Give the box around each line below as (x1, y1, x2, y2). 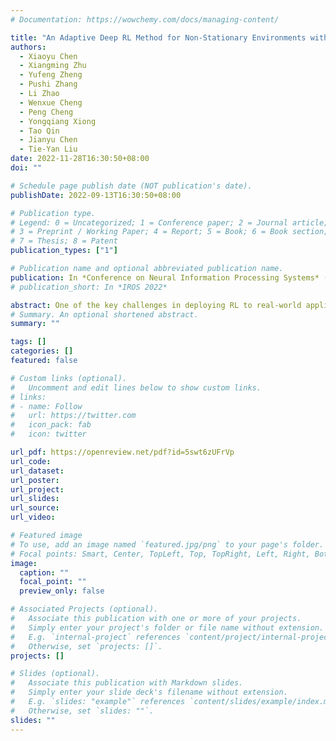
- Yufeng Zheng (19, 70, 83, 80)
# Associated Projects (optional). (10, 604, 159, 615)
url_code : (10, 456, 52, 466)
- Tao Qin (19, 126, 60, 136)
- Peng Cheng (19, 107, 74, 117)
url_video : (10, 512, 56, 523)
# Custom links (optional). (10, 373, 128, 383)
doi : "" (10, 163, 43, 173)
